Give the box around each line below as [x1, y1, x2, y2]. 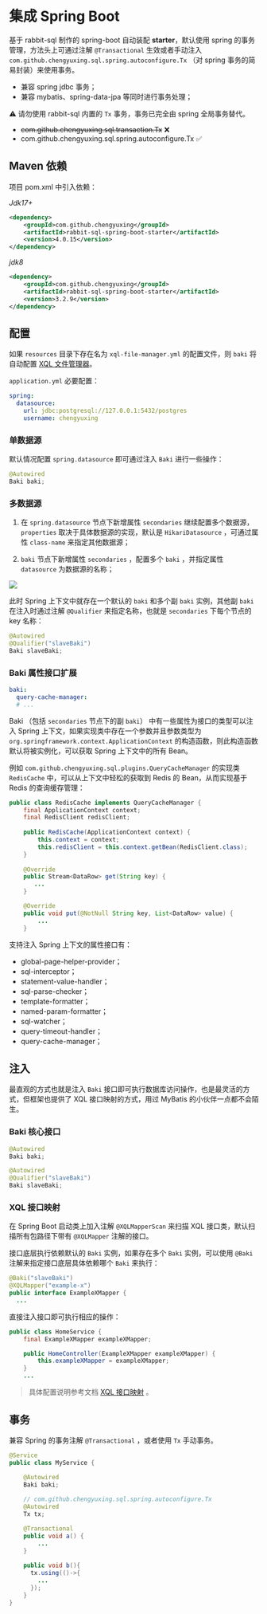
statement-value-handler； [20, 976, 110, 986]
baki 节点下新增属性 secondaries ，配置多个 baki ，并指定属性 [20, 555, 224, 564]
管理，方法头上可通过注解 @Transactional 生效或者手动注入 [9, 45, 203, 54]
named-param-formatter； [20, 1006, 109, 1016]
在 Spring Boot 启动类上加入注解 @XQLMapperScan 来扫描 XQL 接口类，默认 [9, 1221, 249, 1231]
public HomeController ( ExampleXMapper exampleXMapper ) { [23, 1349, 216, 1357]
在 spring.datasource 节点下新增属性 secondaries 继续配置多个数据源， [20, 517, 253, 527]
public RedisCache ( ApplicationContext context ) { [23, 828, 192, 837]
